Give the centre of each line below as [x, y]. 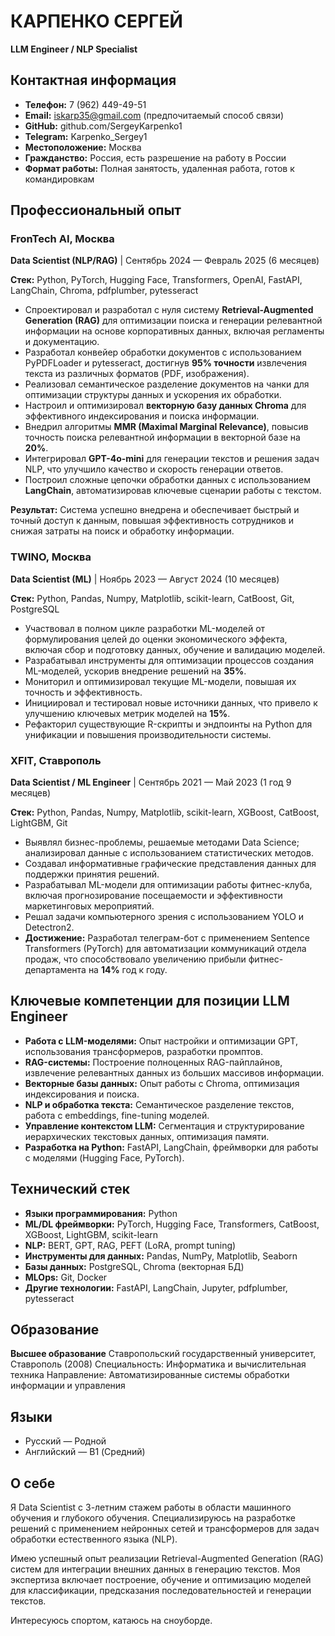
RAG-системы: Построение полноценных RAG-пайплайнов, [153, 1062]
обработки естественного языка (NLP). [94, 1539]
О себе [33, 1483]
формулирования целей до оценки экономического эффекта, [156, 639]
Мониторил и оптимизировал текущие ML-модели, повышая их [160, 681]
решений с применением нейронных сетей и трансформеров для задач [165, 1529]
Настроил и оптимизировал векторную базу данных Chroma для [165, 406]
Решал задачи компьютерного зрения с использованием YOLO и [164, 917]
